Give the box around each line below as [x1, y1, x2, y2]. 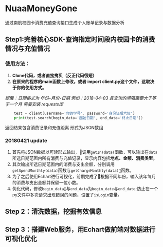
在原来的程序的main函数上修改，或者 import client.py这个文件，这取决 [12, 79, 155, 84]
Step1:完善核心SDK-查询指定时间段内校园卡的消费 [5, 35, 155, 44]
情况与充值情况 [5, 44, 50, 53]
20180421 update [5, 137, 48, 144]
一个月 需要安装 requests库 [9, 101, 64, 107]
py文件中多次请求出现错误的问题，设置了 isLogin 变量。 [12, 191, 123, 198]
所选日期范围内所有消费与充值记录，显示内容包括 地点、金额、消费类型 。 [12, 155, 157, 161]
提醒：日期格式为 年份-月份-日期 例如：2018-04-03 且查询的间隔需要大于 [5, 95, 152, 101]
